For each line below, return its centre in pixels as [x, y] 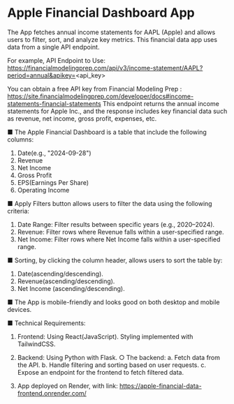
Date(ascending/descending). [60, 274]
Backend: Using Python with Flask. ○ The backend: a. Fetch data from [119, 357]
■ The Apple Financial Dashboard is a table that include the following [107, 132]
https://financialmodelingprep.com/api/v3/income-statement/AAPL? [105, 68]
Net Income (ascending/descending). [71, 288]
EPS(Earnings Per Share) [53, 182]
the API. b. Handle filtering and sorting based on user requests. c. [111, 365]
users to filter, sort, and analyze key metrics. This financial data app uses [112, 39]
